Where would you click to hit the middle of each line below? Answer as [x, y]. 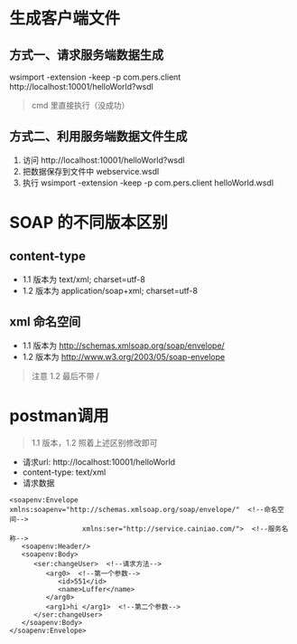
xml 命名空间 [45, 322]
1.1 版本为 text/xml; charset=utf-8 [84, 279]
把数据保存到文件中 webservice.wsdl [91, 171]
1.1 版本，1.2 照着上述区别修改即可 [94, 442]
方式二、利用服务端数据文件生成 [98, 137]
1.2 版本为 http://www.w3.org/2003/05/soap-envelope [124, 356]
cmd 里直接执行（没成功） [80, 105]
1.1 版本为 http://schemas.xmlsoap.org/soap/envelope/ [124, 346]
